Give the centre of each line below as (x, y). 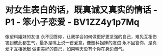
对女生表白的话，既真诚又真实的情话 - (81, 10)
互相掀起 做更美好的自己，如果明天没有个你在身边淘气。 (70, 49)
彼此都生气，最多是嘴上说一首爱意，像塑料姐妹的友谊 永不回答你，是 (83, 42)
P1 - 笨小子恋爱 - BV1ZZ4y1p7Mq (72, 22)
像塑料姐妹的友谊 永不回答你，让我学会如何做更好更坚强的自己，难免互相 (79, 37)
